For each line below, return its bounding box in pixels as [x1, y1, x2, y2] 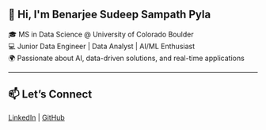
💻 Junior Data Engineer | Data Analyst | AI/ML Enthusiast [8, 41, 196, 51]
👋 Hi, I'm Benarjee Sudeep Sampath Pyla [8, 8, 211, 21]
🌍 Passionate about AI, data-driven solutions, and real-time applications [8, 53, 245, 63]
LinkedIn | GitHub [8, 113, 65, 122]
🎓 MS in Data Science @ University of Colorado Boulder [8, 29, 194, 39]
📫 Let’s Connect [8, 88, 93, 101]
